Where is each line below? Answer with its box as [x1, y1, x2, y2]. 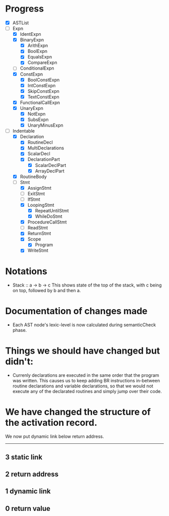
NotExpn [27, 110, 46, 117]
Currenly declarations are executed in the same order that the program [12, 372, 159, 378]
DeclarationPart [27, 156, 60, 162]
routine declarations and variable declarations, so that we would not [12, 383, 153, 389]
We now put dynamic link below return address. [5, 433, 104, 439]
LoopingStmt [27, 202, 54, 208]
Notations [5, 265, 48, 277]
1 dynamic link [5, 487, 51, 496]
